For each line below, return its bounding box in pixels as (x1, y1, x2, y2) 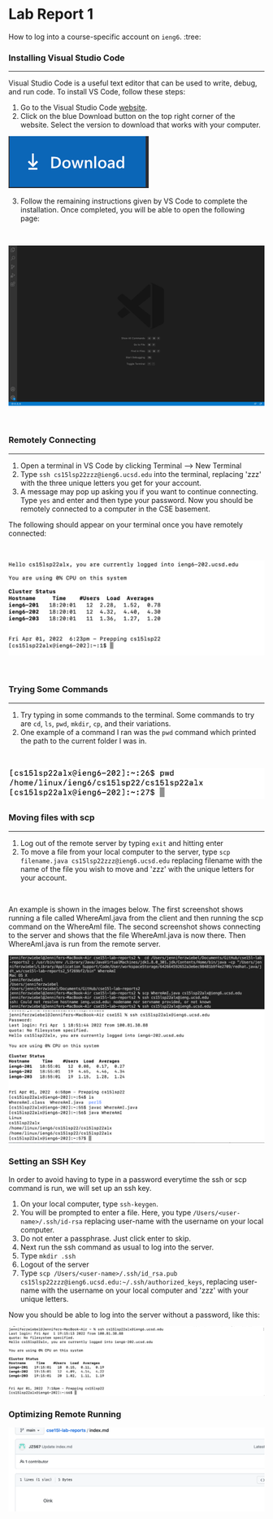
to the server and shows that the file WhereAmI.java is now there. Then (8, 930, 246, 940)
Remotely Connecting (8, 435, 96, 446)
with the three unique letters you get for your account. (19, 478, 201, 488)
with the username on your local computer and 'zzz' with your (41, 1285, 249, 1295)
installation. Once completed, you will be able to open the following (19, 205, 245, 215)
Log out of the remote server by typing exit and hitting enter (19, 838, 223, 847)
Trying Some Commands (8, 684, 109, 695)
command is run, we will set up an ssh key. (8, 1183, 152, 1193)
